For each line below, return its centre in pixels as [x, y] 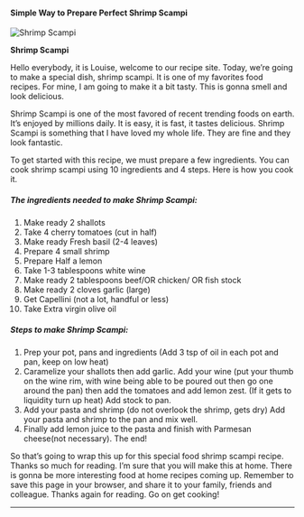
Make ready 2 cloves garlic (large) [87, 290]
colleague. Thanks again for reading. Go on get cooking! [115, 494]
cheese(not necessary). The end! [85, 439]
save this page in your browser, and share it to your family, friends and [141, 485]
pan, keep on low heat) [66, 362]
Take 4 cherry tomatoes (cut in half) [90, 232]
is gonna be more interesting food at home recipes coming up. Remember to [152, 475]
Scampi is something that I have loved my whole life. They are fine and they [151, 133]
